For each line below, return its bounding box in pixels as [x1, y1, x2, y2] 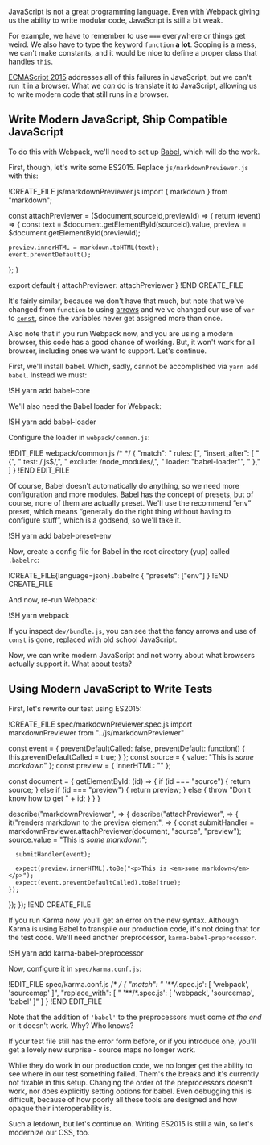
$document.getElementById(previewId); [8, 227, 141, 237]
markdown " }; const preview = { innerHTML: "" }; [8, 760, 171, 770]
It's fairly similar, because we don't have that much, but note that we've [8, 296, 245, 306]
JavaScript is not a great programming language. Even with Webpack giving [8, 7, 260, 16]
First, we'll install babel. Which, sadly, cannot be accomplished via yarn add [8, 361, 259, 371]
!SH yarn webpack [8, 610, 70, 620]
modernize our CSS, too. [8, 1127, 90, 1137]
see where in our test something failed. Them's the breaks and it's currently [8, 1068, 260, 1079]
